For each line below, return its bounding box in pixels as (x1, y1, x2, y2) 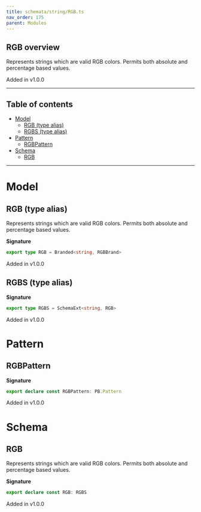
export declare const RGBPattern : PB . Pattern (6, 388, 121, 394)
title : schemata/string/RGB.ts (6, 8, 84, 15)
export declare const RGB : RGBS (6, 490, 87, 496)
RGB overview (6, 42, 60, 52)
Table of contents (6, 99, 73, 109)
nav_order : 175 (6, 14, 44, 20)
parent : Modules (6, 20, 47, 26)
